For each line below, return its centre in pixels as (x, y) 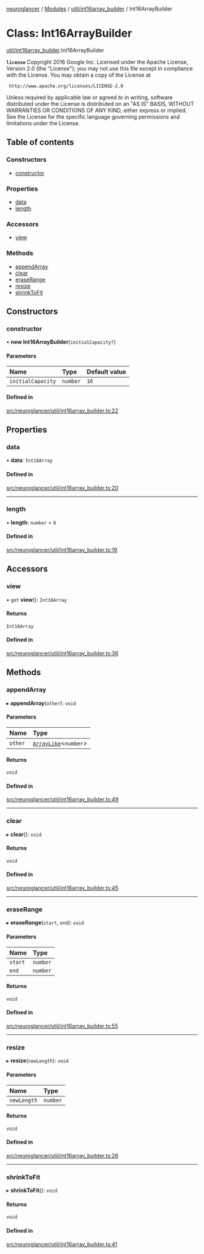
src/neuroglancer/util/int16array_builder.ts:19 (62, 550)
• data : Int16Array (29, 460)
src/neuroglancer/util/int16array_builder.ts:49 (63, 799)
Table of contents (40, 142)
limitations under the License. (43, 123)
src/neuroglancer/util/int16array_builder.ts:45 (62, 888)
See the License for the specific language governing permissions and (93, 117)
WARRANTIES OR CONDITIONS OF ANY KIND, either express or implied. (97, 110)
